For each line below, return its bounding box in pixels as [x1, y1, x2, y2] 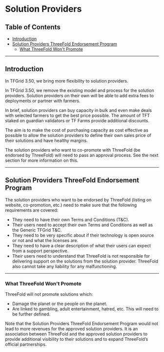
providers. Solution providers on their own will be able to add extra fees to [5, 92, 154, 98]
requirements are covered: [5, 207, 59, 213]
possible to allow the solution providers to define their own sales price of [5, 132, 151, 138]
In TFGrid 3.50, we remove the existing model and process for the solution [5, 87, 155, 93]
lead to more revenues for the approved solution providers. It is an [5, 326, 138, 331]
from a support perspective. [12, 248, 69, 254]
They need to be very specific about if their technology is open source [12, 232, 154, 238]
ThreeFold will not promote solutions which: [5, 291, 93, 297]
